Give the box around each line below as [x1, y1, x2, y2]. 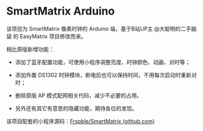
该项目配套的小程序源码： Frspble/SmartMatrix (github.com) [6, 117, 155, 125]
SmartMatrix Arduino [6, 4, 115, 18]
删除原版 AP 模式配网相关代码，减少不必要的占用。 [15, 92, 142, 99]
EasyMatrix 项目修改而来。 [19, 32, 87, 40]
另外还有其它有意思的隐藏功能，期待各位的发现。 [15, 104, 138, 112]
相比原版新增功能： [6, 45, 55, 53]
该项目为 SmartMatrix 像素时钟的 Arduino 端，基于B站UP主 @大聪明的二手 [6, 25, 192, 32]
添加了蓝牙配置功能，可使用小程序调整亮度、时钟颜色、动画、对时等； [15, 58, 191, 65]
